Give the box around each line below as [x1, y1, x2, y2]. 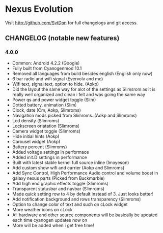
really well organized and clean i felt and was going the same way [12, 91, 146, 97]
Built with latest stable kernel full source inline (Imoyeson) [12, 159, 129, 166]
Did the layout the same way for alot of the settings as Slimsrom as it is [12, 86, 156, 92]
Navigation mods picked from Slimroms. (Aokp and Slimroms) [12, 112, 137, 118]
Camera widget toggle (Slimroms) [12, 128, 81, 134]
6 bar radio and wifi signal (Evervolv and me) [12, 75, 103, 82]
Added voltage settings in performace [12, 149, 89, 155]
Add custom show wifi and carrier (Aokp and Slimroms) [12, 165, 125, 170]
